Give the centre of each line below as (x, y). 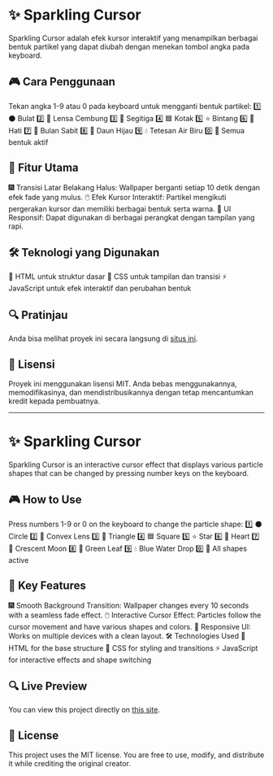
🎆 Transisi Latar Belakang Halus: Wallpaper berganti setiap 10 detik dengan (134, 187)
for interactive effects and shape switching (80, 660)
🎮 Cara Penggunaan (62, 82)
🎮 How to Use (45, 500)
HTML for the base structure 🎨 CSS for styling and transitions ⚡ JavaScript (133, 647)
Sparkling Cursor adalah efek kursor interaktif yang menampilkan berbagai (133, 37)
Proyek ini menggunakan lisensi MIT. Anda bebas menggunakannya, (123, 384)
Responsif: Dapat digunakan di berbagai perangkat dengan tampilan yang (132, 217)
